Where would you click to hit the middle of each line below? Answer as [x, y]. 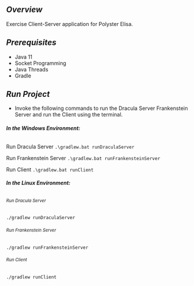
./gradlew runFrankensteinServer [47, 248]
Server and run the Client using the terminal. [69, 115]
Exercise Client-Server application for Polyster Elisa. [69, 24]
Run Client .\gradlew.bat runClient [50, 169]
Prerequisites [31, 43]
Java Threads [31, 69]
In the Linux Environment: [38, 183]
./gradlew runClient [32, 277]
